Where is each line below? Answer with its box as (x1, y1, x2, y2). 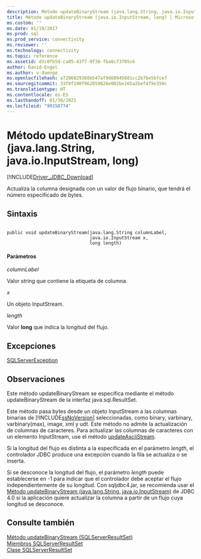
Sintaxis (7, 209, 38, 219)
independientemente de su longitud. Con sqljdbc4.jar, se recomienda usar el (7, 482, 194, 489)
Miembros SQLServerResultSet (7, 540, 83, 547)
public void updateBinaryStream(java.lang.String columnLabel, (7, 230, 168, 236)
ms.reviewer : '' (7, 42, 47, 48)
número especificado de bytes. (7, 191, 84, 198)
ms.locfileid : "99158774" (7, 103, 71, 109)
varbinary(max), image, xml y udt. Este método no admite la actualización (7, 421, 187, 428)
